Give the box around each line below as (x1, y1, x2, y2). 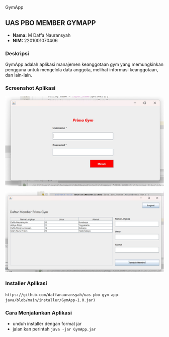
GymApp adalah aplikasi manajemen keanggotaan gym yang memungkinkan (5, 61, 164, 67)
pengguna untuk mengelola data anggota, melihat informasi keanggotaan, (5, 67, 158, 73)
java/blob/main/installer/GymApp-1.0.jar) (5, 297, 96, 303)
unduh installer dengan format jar (12, 320, 82, 326)
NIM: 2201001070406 (12, 37, 58, 43)
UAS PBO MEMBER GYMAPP (5, 19, 96, 27)
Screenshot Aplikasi (5, 85, 56, 92)
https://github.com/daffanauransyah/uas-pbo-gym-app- (5, 292, 121, 297)
